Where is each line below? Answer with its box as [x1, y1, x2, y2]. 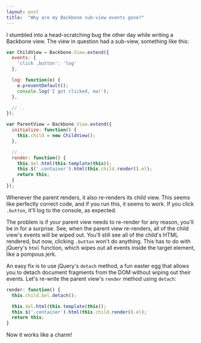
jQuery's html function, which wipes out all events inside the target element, [6, 244, 195, 251]
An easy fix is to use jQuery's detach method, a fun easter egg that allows [6, 262, 190, 269]
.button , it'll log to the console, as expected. [6, 206, 116, 214]
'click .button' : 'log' [17, 60, 77, 67]
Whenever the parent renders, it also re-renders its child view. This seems [6, 194, 190, 201]
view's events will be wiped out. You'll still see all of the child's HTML [6, 231, 179, 238]
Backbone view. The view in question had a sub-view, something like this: [6, 38, 190, 45]
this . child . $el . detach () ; [11, 292, 77, 298]
